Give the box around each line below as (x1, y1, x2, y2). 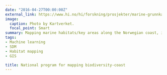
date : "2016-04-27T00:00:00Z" (5, 7, 68, 12)
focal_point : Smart (9, 26, 50, 31)
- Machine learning (5, 40, 46, 45)
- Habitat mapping (5, 49, 43, 54)
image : (5, 16, 19, 21)
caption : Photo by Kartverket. (9, 21, 75, 26)
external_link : (5, 12, 37, 17)
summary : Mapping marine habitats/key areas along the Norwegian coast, (5, 30, 159, 35)
